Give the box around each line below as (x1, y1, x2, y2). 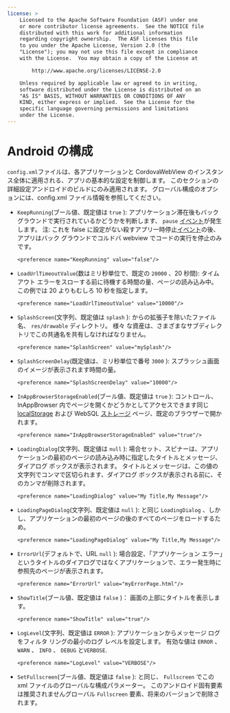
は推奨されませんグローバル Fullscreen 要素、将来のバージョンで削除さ (16, 690, 220, 698)
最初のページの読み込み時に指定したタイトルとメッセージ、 (53, 453, 222, 461)
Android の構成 (7, 144, 93, 159)
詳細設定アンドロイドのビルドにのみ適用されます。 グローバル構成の (7, 184, 200, 193)
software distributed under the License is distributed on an (19, 86, 201, 93)
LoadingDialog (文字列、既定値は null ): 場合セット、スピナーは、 (16, 445, 201, 453)
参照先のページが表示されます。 (16, 566, 108, 575)
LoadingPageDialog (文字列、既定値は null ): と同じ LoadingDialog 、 (16, 505, 209, 513)
